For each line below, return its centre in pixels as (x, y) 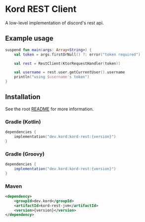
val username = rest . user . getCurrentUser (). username (70, 72)
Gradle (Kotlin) (23, 121)
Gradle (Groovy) (25, 154)
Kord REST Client (41, 9)
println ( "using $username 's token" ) (52, 77)
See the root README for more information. (49, 109)
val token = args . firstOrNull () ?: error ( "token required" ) (77, 55)
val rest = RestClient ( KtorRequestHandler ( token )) (67, 63)
